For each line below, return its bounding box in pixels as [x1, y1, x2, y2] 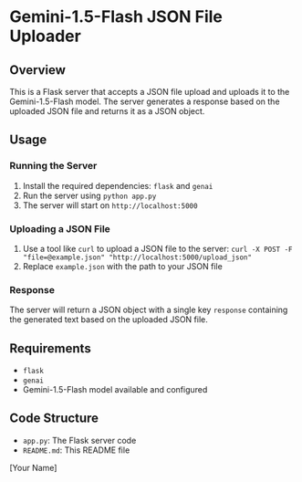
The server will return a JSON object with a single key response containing [9, 304, 288, 316]
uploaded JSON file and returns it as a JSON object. [9, 106, 205, 116]
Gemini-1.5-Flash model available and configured [22, 384, 208, 395]
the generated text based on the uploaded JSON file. [9, 314, 208, 325]
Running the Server [9, 160, 98, 173]
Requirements [9, 341, 91, 356]
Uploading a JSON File [9, 222, 111, 235]
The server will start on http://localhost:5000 [22, 199, 198, 211]
